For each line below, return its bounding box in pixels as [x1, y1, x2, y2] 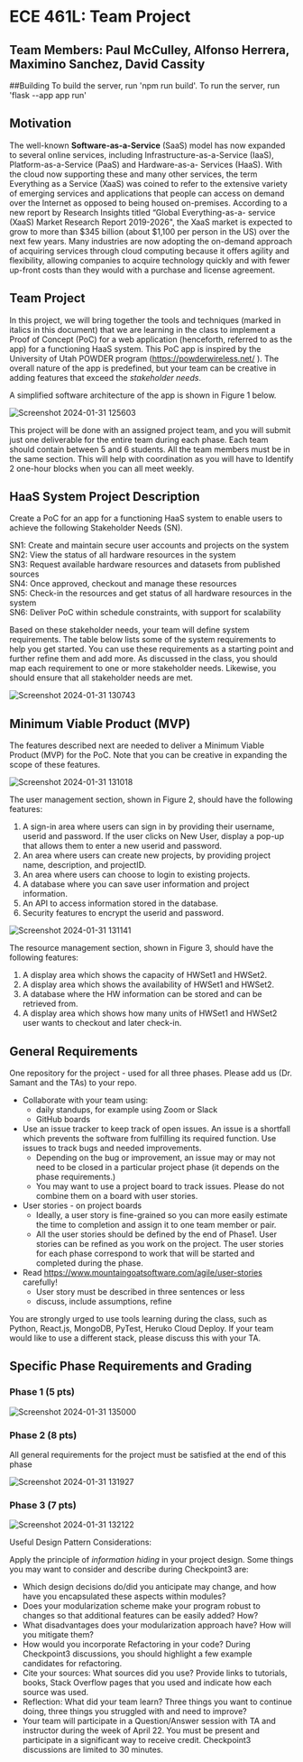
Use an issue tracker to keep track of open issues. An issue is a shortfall [22, 1123, 291, 1134]
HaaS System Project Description [9, 489, 200, 504]
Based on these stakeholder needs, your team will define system [9, 624, 250, 635]
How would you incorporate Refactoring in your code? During [22, 1639, 251, 1650]
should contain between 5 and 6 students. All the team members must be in [9, 444, 290, 455]
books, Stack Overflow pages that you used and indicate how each [22, 1677, 272, 1688]
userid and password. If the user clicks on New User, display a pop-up [22, 831, 284, 842]
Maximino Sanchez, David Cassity [9, 56, 206, 71]
